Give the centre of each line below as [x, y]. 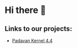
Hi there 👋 [25, 10]
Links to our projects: [38, 29]
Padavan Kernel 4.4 [32, 40]
